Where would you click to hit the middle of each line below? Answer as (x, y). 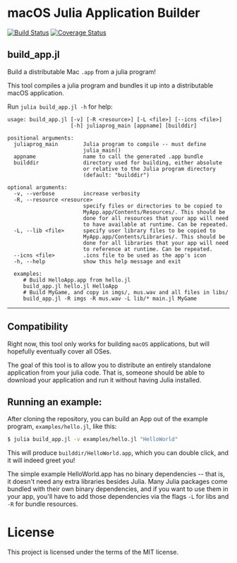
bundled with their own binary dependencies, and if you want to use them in (118, 489)
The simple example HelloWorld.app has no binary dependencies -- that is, (116, 474)
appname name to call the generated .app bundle (108, 157)
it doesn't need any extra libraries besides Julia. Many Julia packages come (117, 482)
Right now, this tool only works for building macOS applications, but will (109, 344)
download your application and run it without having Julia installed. (104, 380)
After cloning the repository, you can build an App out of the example (108, 419)
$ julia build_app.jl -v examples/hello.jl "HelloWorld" (93, 440)
